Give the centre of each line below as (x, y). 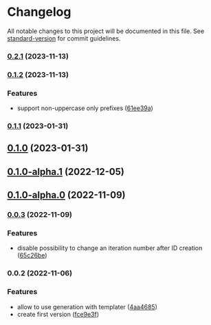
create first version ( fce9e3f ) (58, 314)
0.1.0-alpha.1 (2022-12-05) (66, 172)
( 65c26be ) (32, 255)
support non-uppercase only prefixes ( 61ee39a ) (85, 108)
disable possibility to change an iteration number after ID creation (110, 248)
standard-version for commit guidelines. (64, 38)
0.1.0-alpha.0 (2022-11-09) (66, 195)
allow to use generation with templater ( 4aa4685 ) (87, 306)
